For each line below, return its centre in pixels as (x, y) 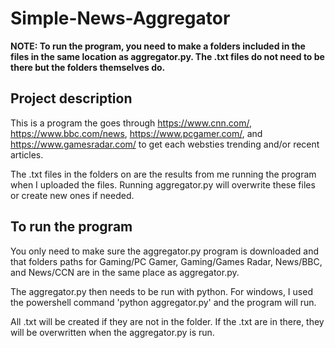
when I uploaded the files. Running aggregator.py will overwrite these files (163, 184)
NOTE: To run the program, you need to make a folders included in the (158, 46)
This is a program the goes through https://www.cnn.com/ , (131, 123)
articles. (27, 154)
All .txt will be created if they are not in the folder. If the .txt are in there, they (167, 321)
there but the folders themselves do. (88, 67)
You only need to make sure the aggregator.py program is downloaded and (165, 251)
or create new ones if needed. (72, 195)
